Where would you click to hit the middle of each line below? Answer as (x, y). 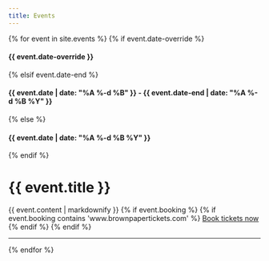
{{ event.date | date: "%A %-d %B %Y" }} (79, 138)
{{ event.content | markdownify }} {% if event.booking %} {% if (112, 210)
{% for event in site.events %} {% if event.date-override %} (106, 38)
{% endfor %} (31, 250)
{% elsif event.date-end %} (53, 74)
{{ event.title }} (60, 188)
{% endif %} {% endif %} (50, 227)
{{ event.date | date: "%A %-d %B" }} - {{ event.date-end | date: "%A (127, 93)
